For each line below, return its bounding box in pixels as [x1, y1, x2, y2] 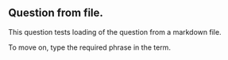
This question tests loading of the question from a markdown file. [8, 27, 222, 36]
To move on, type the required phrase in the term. [8, 43, 171, 52]
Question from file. [8, 6, 103, 20]
